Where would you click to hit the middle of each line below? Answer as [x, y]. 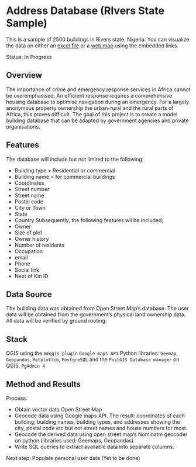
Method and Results [43, 384]
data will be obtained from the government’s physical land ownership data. [96, 314]
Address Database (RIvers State [85, 11]
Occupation [28, 251]
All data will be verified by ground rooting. [56, 321]
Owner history [32, 238]
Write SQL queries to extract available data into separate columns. [94, 447]
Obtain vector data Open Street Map [58, 409]
